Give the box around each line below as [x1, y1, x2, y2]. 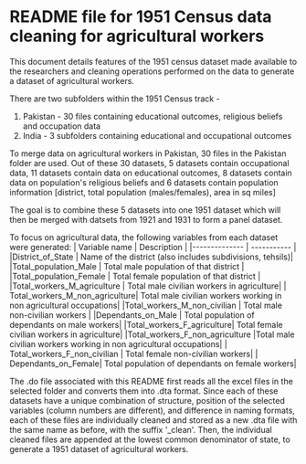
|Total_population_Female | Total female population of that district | [9, 270, 261, 281]
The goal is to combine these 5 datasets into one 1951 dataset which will [9, 204, 281, 216]
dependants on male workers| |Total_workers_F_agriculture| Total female [9, 319, 283, 330]
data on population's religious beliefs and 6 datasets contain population [9, 176, 279, 188]
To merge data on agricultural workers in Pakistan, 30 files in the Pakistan [9, 148, 287, 159]
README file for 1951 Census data [9, 6, 272, 27]
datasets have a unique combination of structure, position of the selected [9, 395, 286, 406]
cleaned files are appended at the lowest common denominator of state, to [9, 434, 290, 445]
